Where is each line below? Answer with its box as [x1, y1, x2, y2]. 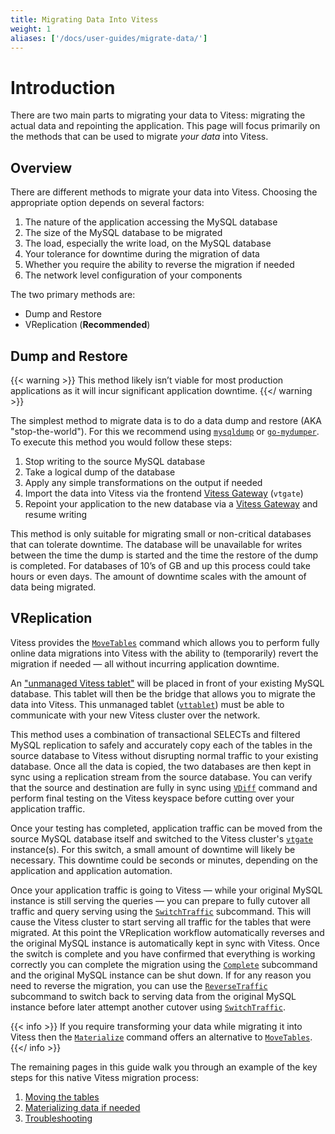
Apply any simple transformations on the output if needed [24, 476, 263, 488]
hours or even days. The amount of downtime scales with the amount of [10, 570, 307, 582]
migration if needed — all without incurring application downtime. [10, 657, 280, 670]
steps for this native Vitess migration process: [10, 1071, 199, 1083]
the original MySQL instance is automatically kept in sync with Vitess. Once [10, 937, 320, 949]
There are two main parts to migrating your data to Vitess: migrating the [10, 109, 306, 121]
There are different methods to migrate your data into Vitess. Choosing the [10, 186, 318, 198]
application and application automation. [10, 864, 173, 876]
